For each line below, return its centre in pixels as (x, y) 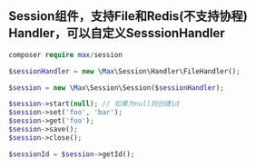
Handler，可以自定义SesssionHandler (117, 33)
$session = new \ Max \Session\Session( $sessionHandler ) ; (116, 88)
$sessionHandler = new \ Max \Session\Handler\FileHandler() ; (125, 71)
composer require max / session (66, 54)
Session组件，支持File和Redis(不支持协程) (128, 16)
